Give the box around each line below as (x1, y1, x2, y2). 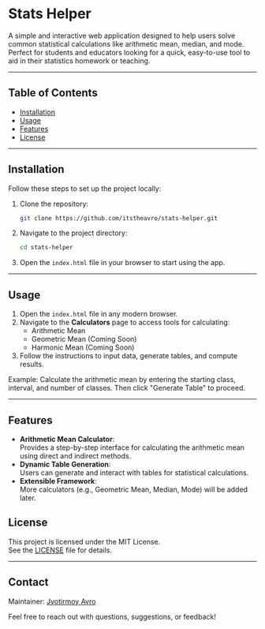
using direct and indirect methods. (19, 451, 132, 460)
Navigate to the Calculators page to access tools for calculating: (19, 317, 230, 328)
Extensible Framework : (19, 476, 97, 485)
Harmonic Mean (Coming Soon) (31, 343, 135, 352)
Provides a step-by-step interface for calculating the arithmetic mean (19, 443, 244, 452)
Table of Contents (8, 86, 99, 99)
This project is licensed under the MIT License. (8, 537, 161, 546)
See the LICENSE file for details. (8, 545, 113, 555)
